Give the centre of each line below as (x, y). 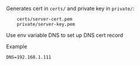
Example (17, 47)
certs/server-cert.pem (45, 19)
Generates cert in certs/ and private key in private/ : (70, 8)
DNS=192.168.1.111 (29, 57)
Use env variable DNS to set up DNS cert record (65, 35)
